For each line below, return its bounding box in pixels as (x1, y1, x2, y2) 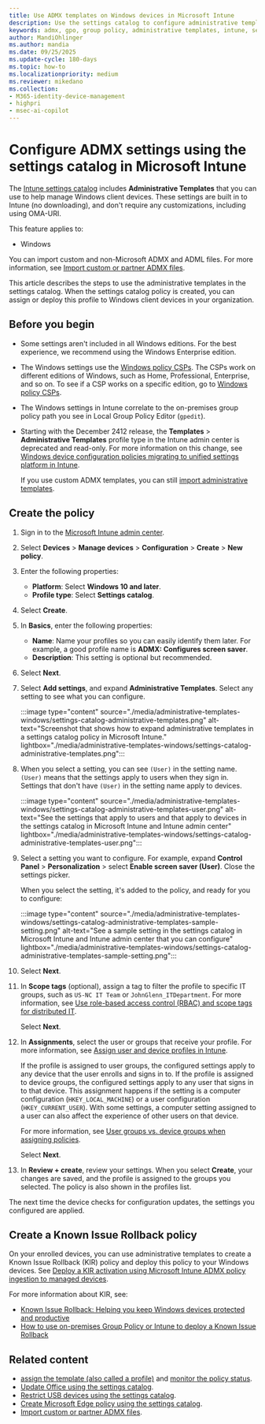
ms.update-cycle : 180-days (9, 56, 98, 64)
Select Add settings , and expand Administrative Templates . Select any (20, 683, 254, 692)
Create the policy (9, 506, 95, 520)
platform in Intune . (20, 460, 80, 469)
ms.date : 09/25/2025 (9, 48, 77, 56)
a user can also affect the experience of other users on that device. (20, 1111, 239, 1120)
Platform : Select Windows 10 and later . (31, 581, 161, 591)
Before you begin (9, 318, 95, 331)
